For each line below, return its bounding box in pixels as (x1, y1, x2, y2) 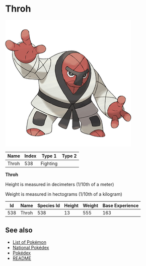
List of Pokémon (12, 239, 47, 245)
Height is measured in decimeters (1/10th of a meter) (5, 182, 114, 188)
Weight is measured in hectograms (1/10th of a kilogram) (5, 191, 122, 197)
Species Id (37, 202, 60, 208)
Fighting (40, 160, 58, 166)
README (12, 255, 32, 261)
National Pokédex (12, 245, 49, 251)
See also (5, 226, 33, 234)
